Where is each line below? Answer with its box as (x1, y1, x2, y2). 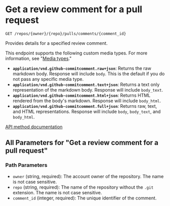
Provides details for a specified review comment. (5, 40, 108, 46)
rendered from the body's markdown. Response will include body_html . (12, 98, 161, 104)
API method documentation (5, 124, 63, 130)
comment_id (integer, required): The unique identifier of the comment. (12, 195, 157, 201)
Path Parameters (5, 162, 47, 169)
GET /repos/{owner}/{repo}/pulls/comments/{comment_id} (5, 31, 126, 36)
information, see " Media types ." (5, 55, 72, 62)
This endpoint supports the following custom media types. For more (5, 50, 148, 56)
